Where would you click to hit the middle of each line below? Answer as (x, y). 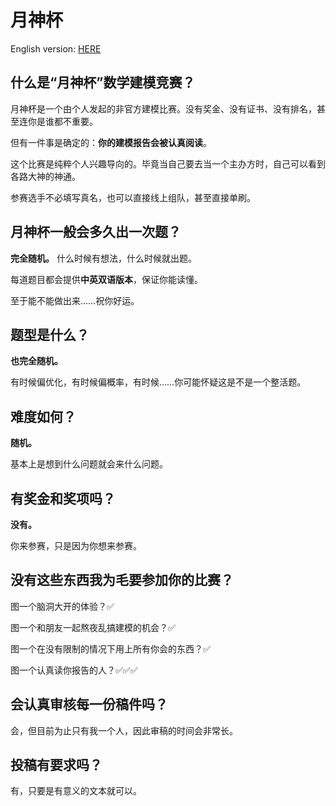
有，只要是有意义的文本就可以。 (76, 791)
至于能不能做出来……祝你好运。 (75, 300)
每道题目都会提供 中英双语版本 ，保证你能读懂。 (106, 279)
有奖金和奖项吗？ (63, 498)
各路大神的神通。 (45, 176)
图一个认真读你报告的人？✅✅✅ (74, 670)
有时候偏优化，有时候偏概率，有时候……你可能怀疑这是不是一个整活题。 (158, 382)
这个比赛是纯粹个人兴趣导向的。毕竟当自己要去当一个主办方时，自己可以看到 (168, 163)
